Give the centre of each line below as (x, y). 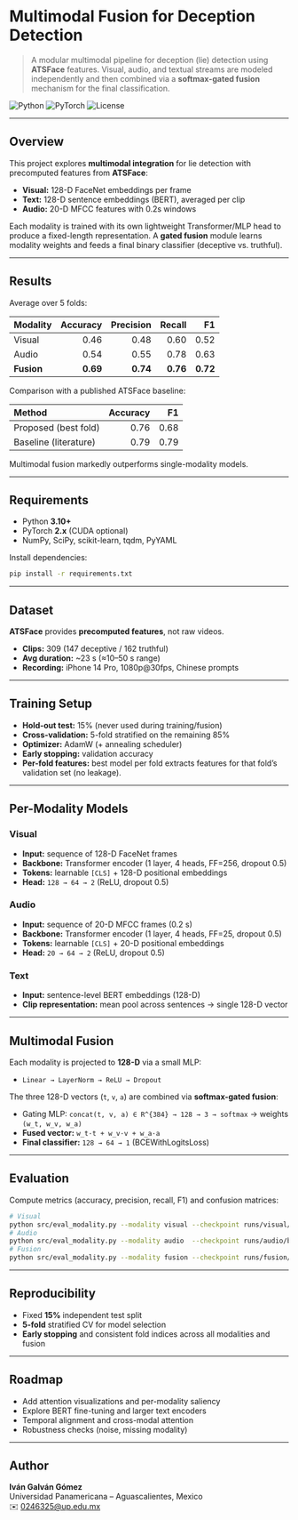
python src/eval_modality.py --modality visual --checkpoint (125, 1225)
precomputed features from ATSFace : (78, 173)
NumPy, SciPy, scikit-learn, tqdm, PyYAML (99, 541)
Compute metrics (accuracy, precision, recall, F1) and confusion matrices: (144, 1200)
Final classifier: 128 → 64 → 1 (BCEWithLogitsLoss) (116, 1142)
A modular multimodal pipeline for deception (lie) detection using (149, 60)
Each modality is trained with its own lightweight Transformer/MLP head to (145, 226)
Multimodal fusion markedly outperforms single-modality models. (129, 463)
